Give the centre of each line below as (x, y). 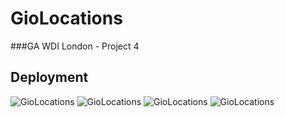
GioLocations (66, 18)
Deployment (49, 77)
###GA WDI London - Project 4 (75, 46)
